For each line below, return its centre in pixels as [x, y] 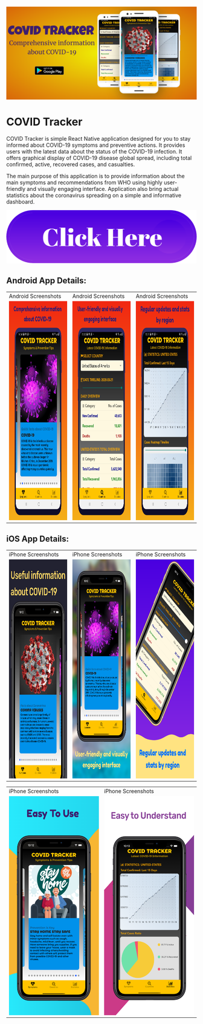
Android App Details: [46, 281]
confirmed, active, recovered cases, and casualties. [71, 164]
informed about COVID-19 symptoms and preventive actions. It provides [96, 145]
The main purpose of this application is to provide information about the [96, 176]
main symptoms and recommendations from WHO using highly [85, 182]
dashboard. [21, 202]
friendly [16, 189]
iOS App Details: [38, 539]
